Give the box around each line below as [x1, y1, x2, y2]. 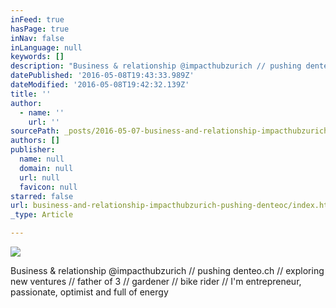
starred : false [10, 191, 74, 201]
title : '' [10, 89, 52, 99]
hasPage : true [10, 24, 70, 34]
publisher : [10, 145, 56, 155]
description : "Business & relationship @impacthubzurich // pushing [10, 61, 302, 71]
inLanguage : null [10, 42, 83, 53]
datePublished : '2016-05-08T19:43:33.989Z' [10, 71, 195, 81]
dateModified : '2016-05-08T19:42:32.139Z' [10, 80, 190, 90]
